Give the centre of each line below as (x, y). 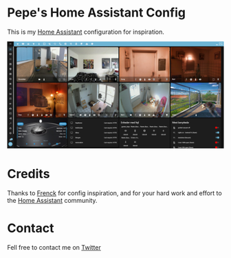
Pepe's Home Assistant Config (97, 13)
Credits (29, 174)
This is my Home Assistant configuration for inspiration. (86, 32)
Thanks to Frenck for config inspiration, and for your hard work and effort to (114, 193)
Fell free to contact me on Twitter (54, 247)
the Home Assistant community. (52, 200)
